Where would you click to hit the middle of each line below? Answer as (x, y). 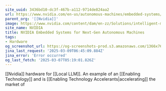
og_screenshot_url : (25, 46)
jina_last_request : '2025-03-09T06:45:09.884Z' (55, 51)
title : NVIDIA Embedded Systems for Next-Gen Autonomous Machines (75, 32)
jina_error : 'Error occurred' (36, 55)
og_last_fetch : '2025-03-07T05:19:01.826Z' (51, 60)
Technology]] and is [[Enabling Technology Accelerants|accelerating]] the (80, 79)
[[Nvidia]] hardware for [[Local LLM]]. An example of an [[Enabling (73, 74)
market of (15, 85)
